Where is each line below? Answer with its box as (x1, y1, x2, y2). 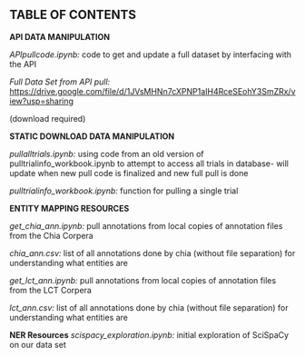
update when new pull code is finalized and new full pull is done (9, 167, 249, 178)
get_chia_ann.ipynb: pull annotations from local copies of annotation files (9, 220, 283, 231)
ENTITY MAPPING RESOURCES (9, 203, 130, 213)
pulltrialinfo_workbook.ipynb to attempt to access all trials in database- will (9, 158, 289, 169)
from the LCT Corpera (9, 284, 93, 295)
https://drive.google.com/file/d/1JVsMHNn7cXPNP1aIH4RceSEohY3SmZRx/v (9, 85, 297, 96)
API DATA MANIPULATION (9, 31, 111, 42)
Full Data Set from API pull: (9, 76, 111, 87)
